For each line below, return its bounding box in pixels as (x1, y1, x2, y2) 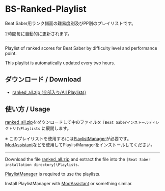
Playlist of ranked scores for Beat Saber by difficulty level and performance (5, 45, 158, 51)
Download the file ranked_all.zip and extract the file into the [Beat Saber (5, 156, 151, 162)
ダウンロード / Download (5, 75, 81, 84)
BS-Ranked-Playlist (5, 3, 87, 15)
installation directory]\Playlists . (5, 161, 80, 167)
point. (5, 50, 17, 56)
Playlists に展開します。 (20, 125, 71, 131)
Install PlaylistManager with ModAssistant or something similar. (5, 180, 133, 186)
